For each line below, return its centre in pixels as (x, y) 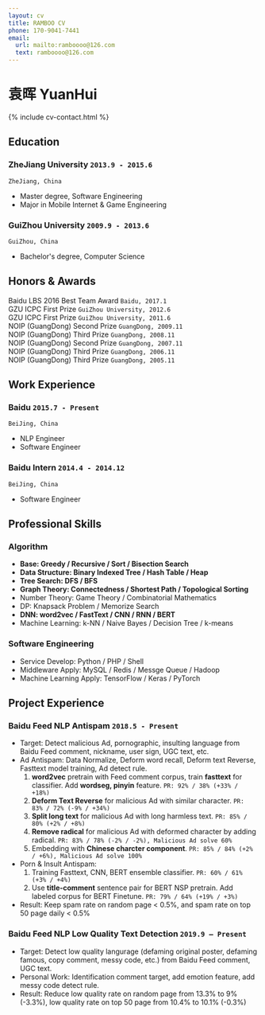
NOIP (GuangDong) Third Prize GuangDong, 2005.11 (92, 360)
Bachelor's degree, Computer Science (82, 256)
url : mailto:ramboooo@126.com (65, 45)
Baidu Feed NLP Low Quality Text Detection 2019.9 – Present (128, 934)
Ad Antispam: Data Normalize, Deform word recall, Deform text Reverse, (138, 760)
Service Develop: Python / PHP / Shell (82, 661)
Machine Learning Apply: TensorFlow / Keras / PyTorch (110, 678)
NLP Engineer (42, 439)
